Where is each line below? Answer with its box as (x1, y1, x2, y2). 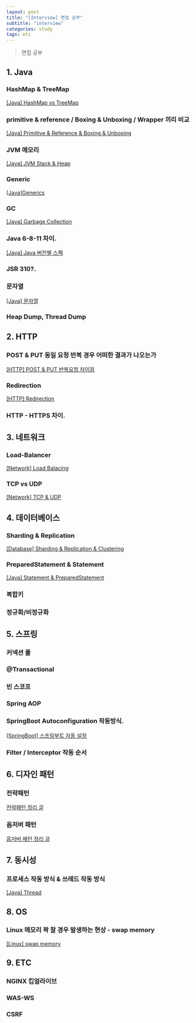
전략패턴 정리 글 (6, 804, 44, 811)
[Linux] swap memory (6, 940, 61, 947)
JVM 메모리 (6, 146, 39, 154)
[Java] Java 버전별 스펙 (6, 249, 64, 257)
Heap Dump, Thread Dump (6, 312, 87, 321)
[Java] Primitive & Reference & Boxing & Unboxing (6, 129, 132, 137)
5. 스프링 (6, 629, 38, 639)
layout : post (6, 9, 39, 15)
